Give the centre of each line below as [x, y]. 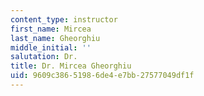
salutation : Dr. [44, 57]
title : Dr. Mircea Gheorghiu [71, 66]
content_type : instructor [64, 19]
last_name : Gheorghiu [55, 38]
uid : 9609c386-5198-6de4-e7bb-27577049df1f [102, 76]
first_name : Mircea [51, 29]
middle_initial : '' [51, 47]
